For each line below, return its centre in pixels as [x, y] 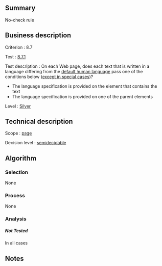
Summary [20, 8]
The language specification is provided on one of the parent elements [82, 96]
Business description [38, 36]
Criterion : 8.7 [19, 47]
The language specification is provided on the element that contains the [85, 86]
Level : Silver [18, 106]
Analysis [16, 219]
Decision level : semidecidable [36, 143]
